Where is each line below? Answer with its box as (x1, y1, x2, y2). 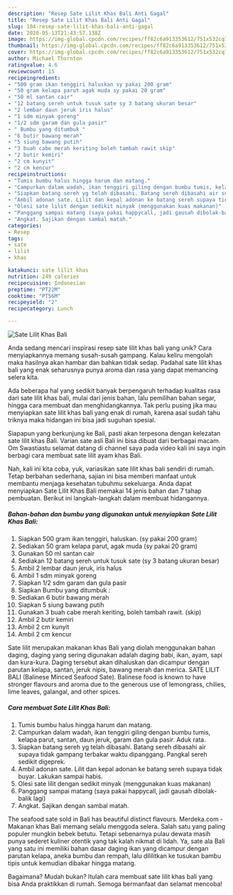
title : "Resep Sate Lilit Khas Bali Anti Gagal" (8, 17, 151, 23)
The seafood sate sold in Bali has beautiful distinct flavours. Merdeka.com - (8, 815, 223, 823)
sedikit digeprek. (17, 757, 66, 766)
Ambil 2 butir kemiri (17, 615, 74, 623)
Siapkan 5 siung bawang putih (17, 601, 104, 609)
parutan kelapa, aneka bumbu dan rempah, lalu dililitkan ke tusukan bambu (8, 851, 221, 860)
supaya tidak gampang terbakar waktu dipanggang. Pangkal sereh (17, 750, 207, 758)
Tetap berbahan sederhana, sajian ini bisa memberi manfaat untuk (8, 472, 196, 480)
